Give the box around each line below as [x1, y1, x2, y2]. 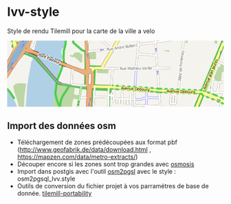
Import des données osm [7, 120, 117, 132]
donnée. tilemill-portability [16, 190, 92, 198]
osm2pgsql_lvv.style [16, 174, 76, 183]
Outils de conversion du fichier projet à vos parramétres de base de [16, 182, 209, 190]
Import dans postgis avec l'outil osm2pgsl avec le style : [16, 168, 177, 176]
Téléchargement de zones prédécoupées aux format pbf [16, 138, 177, 146]
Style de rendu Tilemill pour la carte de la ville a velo [7, 27, 155, 35]
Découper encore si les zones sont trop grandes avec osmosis [16, 160, 195, 168]
